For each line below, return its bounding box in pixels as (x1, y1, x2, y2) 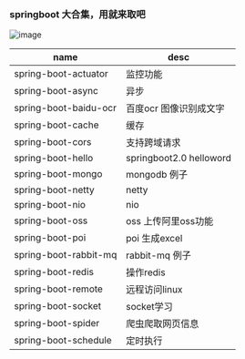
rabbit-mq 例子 (126, 249, 191, 262)
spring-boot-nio (14, 199, 87, 211)
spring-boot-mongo (14, 168, 103, 180)
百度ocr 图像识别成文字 (126, 102, 225, 115)
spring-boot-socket (14, 300, 102, 313)
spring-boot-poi (14, 231, 87, 244)
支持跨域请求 (126, 137, 181, 149)
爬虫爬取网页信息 (126, 317, 199, 330)
